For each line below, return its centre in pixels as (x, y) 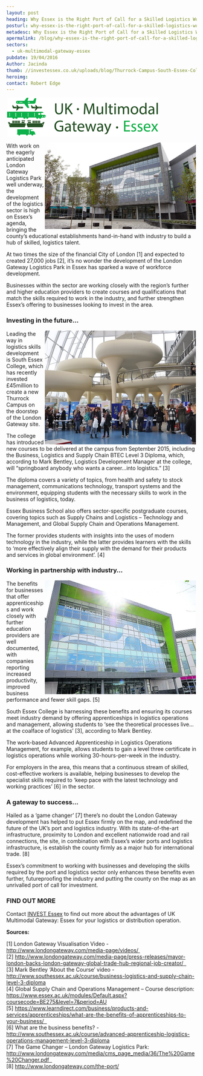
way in (14, 340)
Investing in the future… (43, 320)
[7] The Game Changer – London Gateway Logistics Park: (78, 1047)
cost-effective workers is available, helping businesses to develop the (93, 773)
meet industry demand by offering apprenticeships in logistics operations (98, 718)
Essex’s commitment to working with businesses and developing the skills (98, 866)
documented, (23, 648)
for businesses (25, 590)
